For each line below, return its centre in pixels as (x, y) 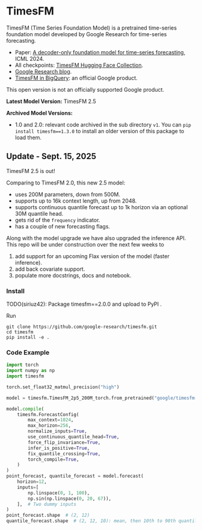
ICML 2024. (29, 58)
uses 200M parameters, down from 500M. (67, 194)
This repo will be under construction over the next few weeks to (85, 244)
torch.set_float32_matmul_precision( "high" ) (63, 387)
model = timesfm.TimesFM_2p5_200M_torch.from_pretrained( (80, 398)
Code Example (28, 352)
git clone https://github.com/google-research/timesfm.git (82, 327)
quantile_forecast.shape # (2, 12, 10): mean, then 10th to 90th (91, 521)
